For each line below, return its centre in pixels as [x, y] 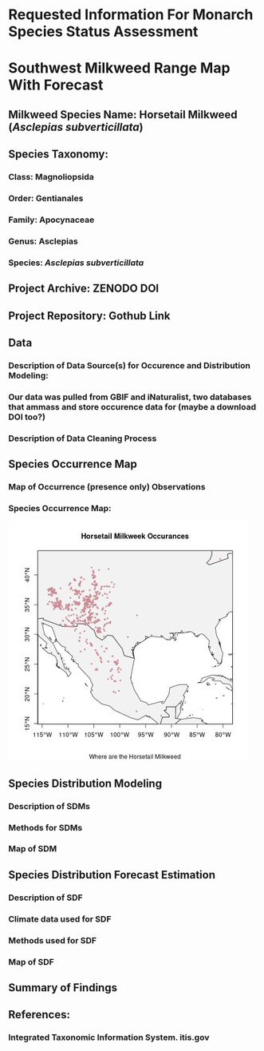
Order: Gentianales [46, 198]
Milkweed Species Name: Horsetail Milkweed [123, 115]
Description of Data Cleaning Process [83, 438]
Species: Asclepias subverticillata [76, 263]
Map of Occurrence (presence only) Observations [107, 487]
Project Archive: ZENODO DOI [84, 289]
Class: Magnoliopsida [51, 177]
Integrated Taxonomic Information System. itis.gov [109, 1037]
